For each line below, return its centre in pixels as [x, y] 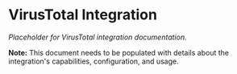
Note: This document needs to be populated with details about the [119, 52]
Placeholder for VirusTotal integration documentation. [98, 37]
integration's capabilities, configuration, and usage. [94, 61]
